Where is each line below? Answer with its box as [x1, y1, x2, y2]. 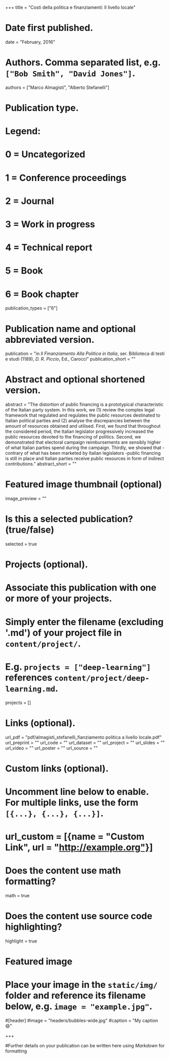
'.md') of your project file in [5, 627, 122, 638]
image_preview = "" [5, 495, 47, 502]
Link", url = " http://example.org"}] [5, 842, 153, 854]
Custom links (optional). [5, 762, 109, 774]
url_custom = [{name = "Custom [5, 831, 145, 842]
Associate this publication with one [5, 582, 157, 594]
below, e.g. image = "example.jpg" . [5, 1001, 153, 1012]
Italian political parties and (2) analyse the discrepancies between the [5, 418, 150, 424]
